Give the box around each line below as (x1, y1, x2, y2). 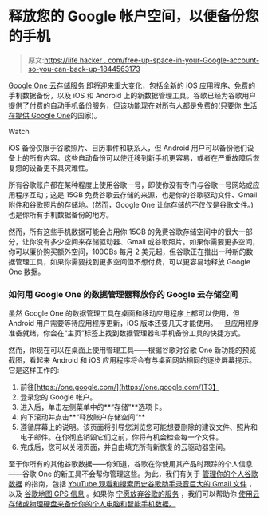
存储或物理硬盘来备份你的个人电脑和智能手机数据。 (8, 499, 176, 509)
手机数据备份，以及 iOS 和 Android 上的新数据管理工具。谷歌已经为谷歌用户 (8, 90, 257, 100)
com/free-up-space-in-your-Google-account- (107, 55, 260, 65)
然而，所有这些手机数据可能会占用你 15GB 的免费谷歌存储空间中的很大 (8, 227, 239, 236)
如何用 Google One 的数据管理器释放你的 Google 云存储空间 (8, 288, 238, 300)
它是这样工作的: (8, 365, 60, 375)
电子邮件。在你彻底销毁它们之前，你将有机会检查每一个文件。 (19, 432, 223, 442)
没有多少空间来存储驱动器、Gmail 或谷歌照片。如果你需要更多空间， (35, 236, 260, 246)
